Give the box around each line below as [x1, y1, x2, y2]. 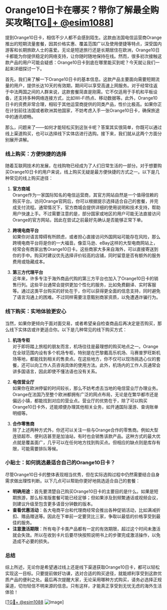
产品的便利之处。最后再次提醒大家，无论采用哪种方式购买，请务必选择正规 [9, 577, 162, 583]
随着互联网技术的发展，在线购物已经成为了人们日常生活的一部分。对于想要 [5, 163, 158, 169]
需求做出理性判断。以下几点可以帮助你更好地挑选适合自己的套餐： [5, 477, 140, 484]
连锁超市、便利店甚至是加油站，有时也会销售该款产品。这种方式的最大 [12, 433, 157, 439]
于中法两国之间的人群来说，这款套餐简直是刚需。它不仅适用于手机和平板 [5, 88, 153, 95]
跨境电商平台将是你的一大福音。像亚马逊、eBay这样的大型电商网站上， [12, 240, 158, 246]
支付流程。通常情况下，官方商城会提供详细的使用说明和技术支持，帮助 [16, 204, 161, 210]
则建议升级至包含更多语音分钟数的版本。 [12, 501, 95, 507]
